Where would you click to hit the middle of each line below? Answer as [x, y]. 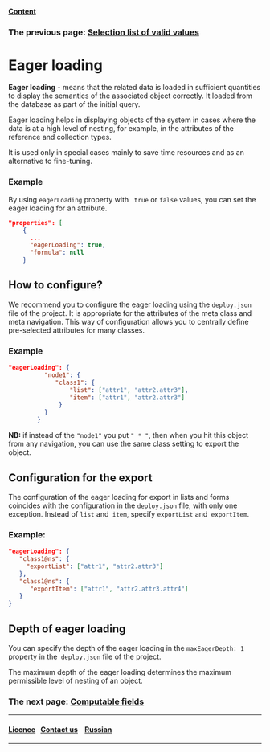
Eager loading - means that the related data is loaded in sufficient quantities [135, 88]
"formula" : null [57, 253]
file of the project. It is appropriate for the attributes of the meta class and [130, 313]
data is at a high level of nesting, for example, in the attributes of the [121, 129]
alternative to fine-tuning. [50, 161]
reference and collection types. [60, 137]
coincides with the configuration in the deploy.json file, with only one [123, 505]
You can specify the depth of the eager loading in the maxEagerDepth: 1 [127, 648]
